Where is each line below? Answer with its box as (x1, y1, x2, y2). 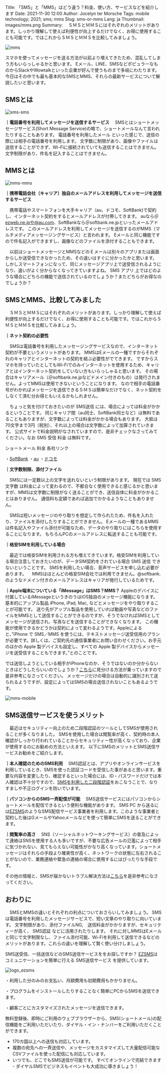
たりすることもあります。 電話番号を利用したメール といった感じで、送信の (5, 131, 160, 138)
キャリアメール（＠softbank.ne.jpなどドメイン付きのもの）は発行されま (13, 375, 161, 381)
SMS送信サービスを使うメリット (5, 711, 105, 719)
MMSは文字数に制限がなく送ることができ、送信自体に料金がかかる (18, 489, 155, 495)
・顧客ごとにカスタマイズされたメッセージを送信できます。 (5, 1005, 127, 1011)
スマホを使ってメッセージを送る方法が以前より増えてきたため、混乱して (5, 55, 153, 61)
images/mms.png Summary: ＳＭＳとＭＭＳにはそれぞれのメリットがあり (5, 22, 160, 28)
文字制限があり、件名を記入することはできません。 (5, 150, 110, 156)
